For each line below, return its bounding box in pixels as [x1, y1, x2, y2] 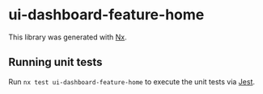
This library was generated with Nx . [8, 32, 127, 42]
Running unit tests [8, 55, 103, 69]
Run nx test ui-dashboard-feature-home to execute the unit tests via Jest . [8, 76, 256, 86]
